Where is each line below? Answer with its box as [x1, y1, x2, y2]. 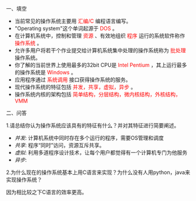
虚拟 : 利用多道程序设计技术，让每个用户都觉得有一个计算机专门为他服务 [14, 149, 188, 156]
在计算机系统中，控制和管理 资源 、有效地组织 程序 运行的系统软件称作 [14, 32, 185, 39]
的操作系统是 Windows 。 [14, 69, 76, 76]
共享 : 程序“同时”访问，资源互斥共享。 [14, 142, 105, 148]
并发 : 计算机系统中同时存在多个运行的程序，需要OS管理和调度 [14, 134, 164, 141]
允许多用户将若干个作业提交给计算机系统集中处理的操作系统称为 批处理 [14, 47, 186, 54]
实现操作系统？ [6, 176, 42, 183]
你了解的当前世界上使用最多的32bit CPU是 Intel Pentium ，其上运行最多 [14, 62, 187, 69]
